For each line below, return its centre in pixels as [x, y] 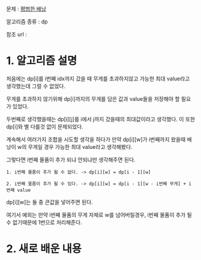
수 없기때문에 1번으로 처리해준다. [44, 222]
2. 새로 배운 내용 [44, 249]
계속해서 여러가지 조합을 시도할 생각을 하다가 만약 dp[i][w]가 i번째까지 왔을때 [96, 139]
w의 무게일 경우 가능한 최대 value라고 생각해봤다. [75, 147]
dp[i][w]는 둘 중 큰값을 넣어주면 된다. [49, 202]
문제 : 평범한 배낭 [26, 9]
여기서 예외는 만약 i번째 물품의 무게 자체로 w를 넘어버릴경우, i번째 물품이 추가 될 [99, 214]
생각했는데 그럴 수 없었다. [36, 86]
